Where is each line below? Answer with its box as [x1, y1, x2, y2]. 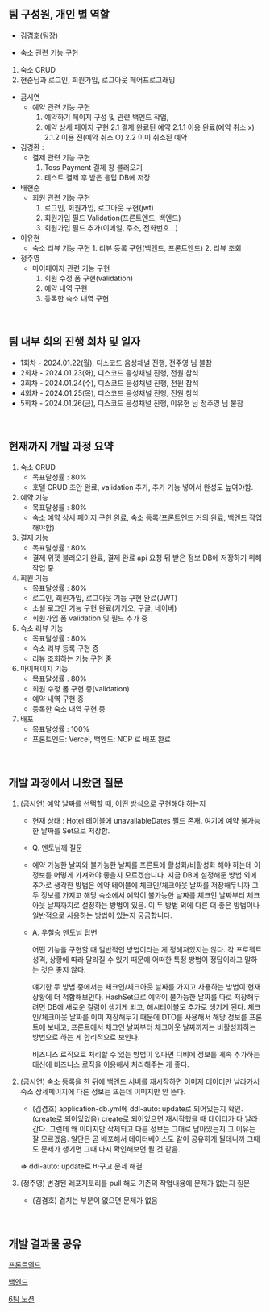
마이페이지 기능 [19, 664, 69, 674]
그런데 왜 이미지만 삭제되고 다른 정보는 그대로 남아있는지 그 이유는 [49, 1124, 256, 1134]
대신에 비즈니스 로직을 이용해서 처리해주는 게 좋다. [31, 1060, 189, 1069]
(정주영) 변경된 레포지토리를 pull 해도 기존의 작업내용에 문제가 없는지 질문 [19, 1179, 251, 1189]
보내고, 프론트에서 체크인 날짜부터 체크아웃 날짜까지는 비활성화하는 [47, 1023, 256, 1032]
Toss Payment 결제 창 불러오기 [44, 162, 143, 172]
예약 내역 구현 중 [31, 694, 85, 703]
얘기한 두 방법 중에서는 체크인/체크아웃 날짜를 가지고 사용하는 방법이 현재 [31, 982, 261, 992]
